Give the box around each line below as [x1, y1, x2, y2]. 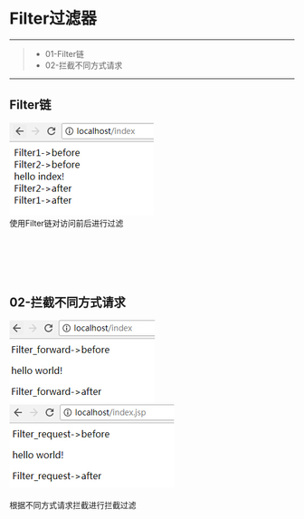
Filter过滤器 [9, 8, 98, 29]
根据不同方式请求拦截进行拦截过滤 [9, 499, 137, 510]
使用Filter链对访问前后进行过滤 [9, 217, 124, 228]
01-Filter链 [44, 48, 84, 59]
